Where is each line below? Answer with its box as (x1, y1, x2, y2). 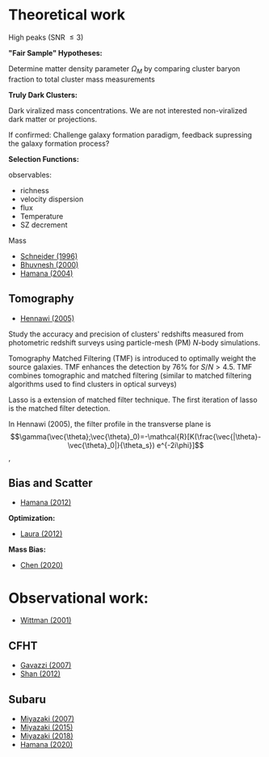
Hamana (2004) (19, 269, 74, 278)
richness (19, 185, 50, 195)
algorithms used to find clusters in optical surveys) (8, 378, 178, 389)
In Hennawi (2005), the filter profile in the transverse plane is (8, 419, 212, 429)
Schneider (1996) (19, 251, 78, 260)
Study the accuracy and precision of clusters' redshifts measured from (8, 329, 244, 339)
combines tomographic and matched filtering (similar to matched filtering (8, 370, 252, 380)
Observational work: (8, 589, 149, 607)
